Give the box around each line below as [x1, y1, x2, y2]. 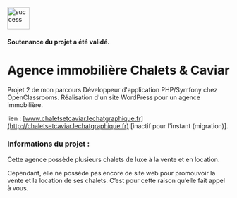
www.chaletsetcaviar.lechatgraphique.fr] [25, 114, 143, 123]
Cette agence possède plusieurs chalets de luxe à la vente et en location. [7, 155, 220, 163]
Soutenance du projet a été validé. [7, 37, 110, 46]
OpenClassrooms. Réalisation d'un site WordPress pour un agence [7, 93, 201, 101]
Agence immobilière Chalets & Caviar [7, 62, 230, 78]
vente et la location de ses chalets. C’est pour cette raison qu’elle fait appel [7, 176, 226, 185]
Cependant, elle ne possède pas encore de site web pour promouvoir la [7, 168, 216, 177]
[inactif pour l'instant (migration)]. [130, 121, 229, 130]
